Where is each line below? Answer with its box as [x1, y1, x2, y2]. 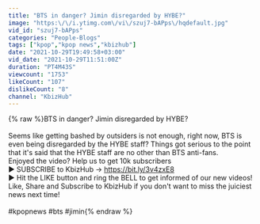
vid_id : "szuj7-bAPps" [8, 26, 83, 34]
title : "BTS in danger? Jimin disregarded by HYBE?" [8, 11, 186, 20]
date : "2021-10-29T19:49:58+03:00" [8, 48, 126, 56]
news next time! [8, 190, 60, 199]
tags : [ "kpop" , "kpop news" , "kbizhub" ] [8, 41, 136, 49]
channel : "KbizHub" [8, 93, 73, 101]
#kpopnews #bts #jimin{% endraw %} [8, 207, 133, 216]
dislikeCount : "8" [8, 85, 69, 93]
